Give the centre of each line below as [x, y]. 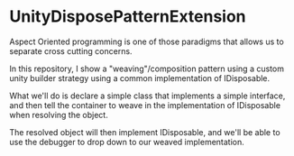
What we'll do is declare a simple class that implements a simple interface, [147, 96]
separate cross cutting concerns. [71, 50]
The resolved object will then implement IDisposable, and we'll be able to [145, 132]
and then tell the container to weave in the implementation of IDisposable [145, 105]
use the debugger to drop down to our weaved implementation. [127, 142]
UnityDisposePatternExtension [128, 17]
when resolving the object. [59, 115]
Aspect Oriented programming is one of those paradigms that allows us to [147, 41]
